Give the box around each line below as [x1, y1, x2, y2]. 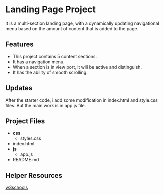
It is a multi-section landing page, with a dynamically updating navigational [5, 20, 159, 26]
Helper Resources [5, 171, 63, 180]
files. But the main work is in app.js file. [5, 102, 86, 108]
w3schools [5, 184, 28, 191]
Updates [5, 84, 33, 92]
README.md [12, 157, 39, 163]
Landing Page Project [5, 4, 96, 15]
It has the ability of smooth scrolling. [12, 69, 88, 75]
